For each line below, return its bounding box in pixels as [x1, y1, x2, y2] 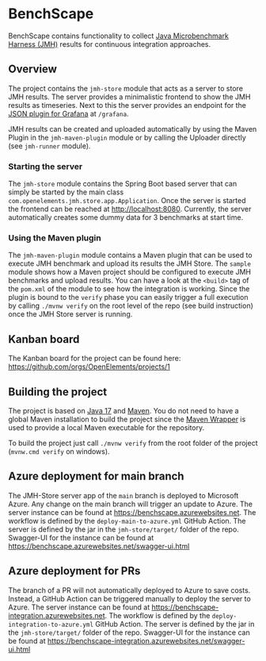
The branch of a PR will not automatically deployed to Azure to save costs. [8, 585, 251, 595]
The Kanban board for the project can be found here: [8, 354, 181, 363]
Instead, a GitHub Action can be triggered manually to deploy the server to [8, 594, 251, 603]
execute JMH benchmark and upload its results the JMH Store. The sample [8, 259, 252, 268]
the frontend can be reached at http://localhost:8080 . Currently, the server [8, 204, 252, 214]
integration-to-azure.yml [8, 621, 93, 628]
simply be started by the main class [8, 187, 124, 197]
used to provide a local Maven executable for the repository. [8, 422, 205, 432]
